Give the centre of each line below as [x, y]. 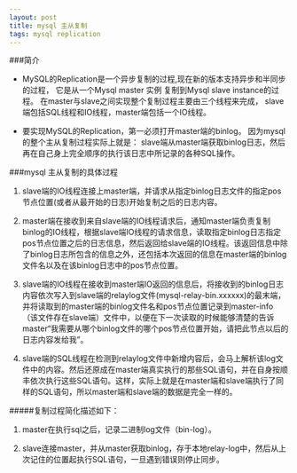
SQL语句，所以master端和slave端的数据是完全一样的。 [137, 392]
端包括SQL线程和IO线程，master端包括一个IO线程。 [116, 113]
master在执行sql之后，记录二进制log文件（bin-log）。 [119, 430]
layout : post [33, 17]
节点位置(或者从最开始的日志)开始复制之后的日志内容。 [122, 202]
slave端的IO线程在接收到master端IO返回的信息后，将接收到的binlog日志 [152, 284]
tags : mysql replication [55, 34]
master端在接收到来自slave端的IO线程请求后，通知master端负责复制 [146, 221]
